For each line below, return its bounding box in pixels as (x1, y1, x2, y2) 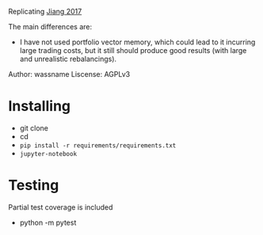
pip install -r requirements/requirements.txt (19, 142, 177, 150)
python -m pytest (19, 218, 77, 227)
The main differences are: (8, 22, 93, 31)
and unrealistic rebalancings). (19, 55, 117, 63)
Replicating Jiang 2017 (8, 7, 82, 16)
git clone (19, 123, 49, 133)
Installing (8, 97, 71, 116)
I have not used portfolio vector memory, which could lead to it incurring (19, 37, 256, 47)
